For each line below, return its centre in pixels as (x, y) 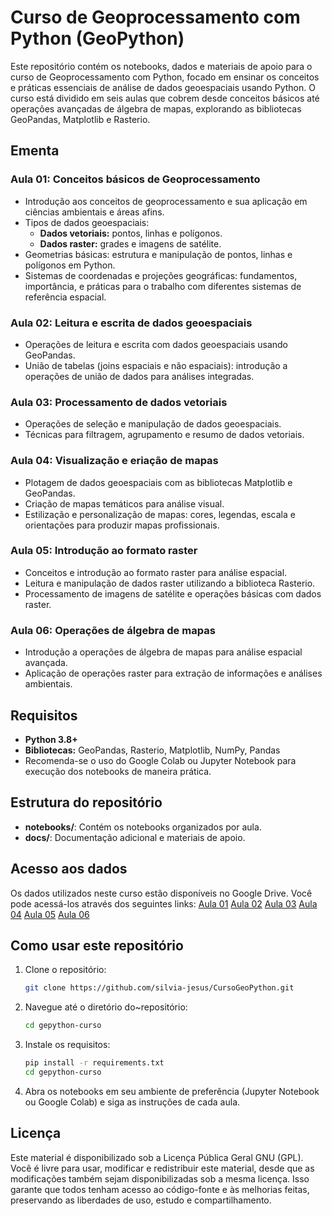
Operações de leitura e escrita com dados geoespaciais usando (156, 344)
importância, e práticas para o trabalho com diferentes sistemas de (163, 286)
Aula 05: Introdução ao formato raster (104, 551)
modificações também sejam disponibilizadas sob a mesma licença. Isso (160, 1178)
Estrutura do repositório (86, 802)
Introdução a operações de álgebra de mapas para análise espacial (163, 652)
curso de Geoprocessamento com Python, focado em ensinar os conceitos (165, 77)
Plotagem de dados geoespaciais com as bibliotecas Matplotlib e (158, 482)
